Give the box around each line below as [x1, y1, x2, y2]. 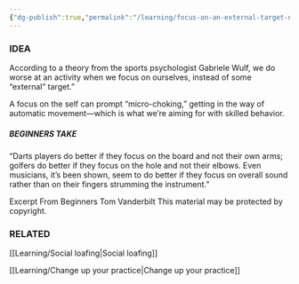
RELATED [9, 227, 51, 240]
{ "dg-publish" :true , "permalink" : [9, 12, 133, 22]
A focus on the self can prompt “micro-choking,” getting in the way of [9, 99, 265, 109]
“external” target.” [9, 81, 76, 91]
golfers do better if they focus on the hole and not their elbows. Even [9, 160, 262, 170]
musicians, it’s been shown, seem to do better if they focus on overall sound [9, 170, 288, 180]
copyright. [9, 205, 47, 216]
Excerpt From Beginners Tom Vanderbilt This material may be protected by [9, 196, 283, 207]
